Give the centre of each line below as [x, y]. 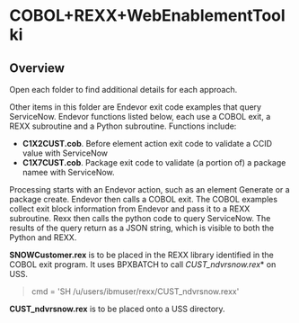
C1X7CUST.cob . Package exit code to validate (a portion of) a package [154, 162]
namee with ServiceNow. [68, 172]
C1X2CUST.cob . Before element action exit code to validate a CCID [147, 144]
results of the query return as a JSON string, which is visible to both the [142, 228]
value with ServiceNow [65, 153]
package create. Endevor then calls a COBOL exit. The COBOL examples [144, 199]
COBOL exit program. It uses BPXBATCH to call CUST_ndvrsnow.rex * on [143, 265]
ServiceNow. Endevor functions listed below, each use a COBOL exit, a [140, 117]
